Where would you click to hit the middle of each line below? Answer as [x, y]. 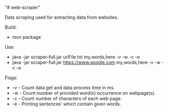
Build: [11, 27]
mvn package [27, 37]
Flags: [11, 78]
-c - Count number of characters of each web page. [67, 98]
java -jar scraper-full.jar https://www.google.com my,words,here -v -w [86, 62]
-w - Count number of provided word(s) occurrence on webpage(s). [84, 93]
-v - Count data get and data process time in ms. [64, 87]
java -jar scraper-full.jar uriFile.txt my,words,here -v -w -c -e [76, 57]
